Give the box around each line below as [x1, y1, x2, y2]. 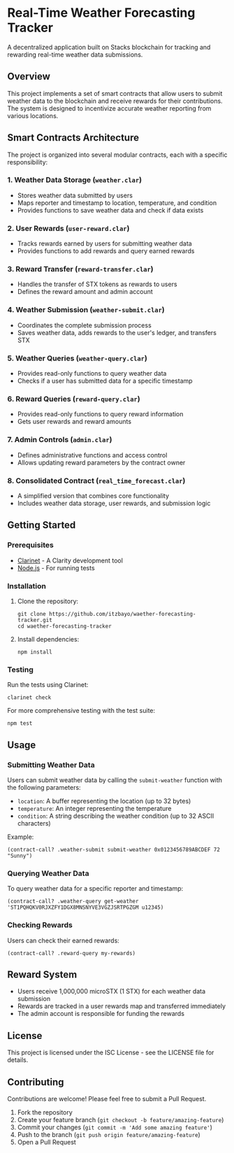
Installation [7, 581, 47, 590]
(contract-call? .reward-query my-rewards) [7, 949, 136, 956]
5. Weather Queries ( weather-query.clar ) [7, 353, 148, 363]
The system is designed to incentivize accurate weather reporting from [7, 104, 212, 113]
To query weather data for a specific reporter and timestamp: [7, 884, 184, 893]
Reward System [7, 968, 78, 980]
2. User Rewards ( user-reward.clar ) [7, 223, 130, 233]
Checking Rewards [7, 920, 73, 930]
